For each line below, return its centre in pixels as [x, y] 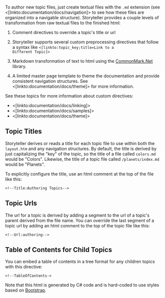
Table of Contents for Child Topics [59, 250]
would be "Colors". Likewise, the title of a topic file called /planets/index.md [82, 159]
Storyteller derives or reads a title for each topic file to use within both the [80, 143]
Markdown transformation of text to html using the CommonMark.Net [82, 61]
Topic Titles [23, 131]
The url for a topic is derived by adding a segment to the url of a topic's [77, 215]
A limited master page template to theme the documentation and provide [86, 76]
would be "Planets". [25, 164]
